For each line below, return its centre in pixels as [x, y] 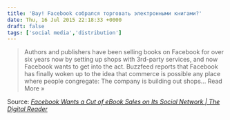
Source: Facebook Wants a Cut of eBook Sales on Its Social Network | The [114, 102]
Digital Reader [28, 109]
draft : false [26, 26]
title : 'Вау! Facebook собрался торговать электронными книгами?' [105, 13]
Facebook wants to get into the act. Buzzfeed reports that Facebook [121, 67]
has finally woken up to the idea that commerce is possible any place [122, 74]
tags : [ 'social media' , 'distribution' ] [65, 33]
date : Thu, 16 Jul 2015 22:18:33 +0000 [65, 20]
